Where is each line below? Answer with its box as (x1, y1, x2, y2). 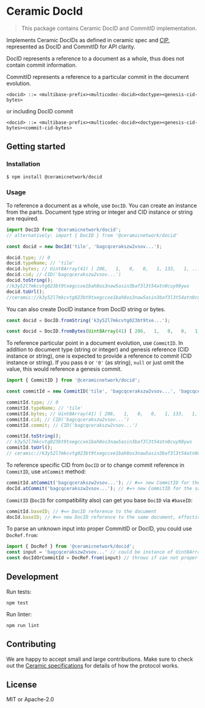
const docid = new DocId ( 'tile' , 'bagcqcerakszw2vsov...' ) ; (6, 243, 163, 249)
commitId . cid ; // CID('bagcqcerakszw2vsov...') (6, 416, 130, 423)
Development (6, 571, 59, 582)
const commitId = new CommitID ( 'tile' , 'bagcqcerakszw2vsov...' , (6, 388, 176, 394)
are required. (6, 214, 39, 222)
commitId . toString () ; (6, 433, 62, 439)
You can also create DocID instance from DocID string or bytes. (6, 305, 166, 313)
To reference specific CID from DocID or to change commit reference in (6, 461, 185, 469)
